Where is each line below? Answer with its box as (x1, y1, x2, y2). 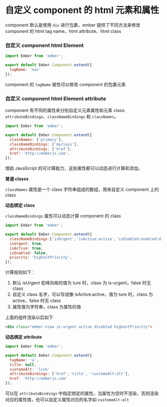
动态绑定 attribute (5, 334, 42, 340)
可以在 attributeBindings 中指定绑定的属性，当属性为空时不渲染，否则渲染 (5, 391, 159, 397)
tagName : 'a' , (9, 357, 39, 363)
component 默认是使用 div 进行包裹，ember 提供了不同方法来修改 (5, 22, 141, 28)
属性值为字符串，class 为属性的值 (12, 304, 81, 310)
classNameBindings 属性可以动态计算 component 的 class (5, 213, 121, 219)
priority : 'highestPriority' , (9, 255, 72, 260)
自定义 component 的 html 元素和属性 (5, 4, 160, 16)
